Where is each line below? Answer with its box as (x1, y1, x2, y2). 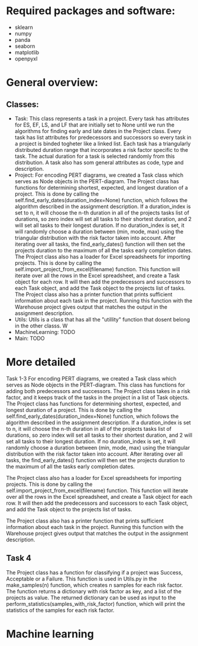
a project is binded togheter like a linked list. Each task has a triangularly (14, 140, 191, 147)
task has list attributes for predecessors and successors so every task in (14, 134, 191, 141)
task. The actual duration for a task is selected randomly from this (14, 152, 176, 160)
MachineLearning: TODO (14, 328, 76, 335)
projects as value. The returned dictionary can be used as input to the (6, 594, 176, 601)
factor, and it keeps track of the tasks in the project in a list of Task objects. (6, 394, 189, 401)
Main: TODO (14, 335, 46, 342)
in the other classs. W (14, 322, 68, 329)
